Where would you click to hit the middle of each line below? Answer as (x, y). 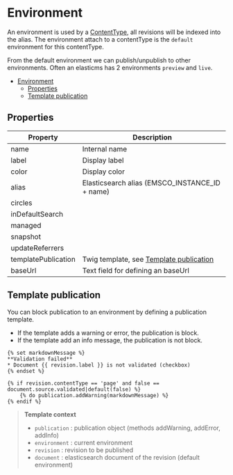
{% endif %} (24, 401)
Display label (103, 160)
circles (21, 203)
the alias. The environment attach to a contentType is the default (100, 39)
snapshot (26, 236)
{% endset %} (26, 371)
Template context (50, 414)
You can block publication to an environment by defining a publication (107, 312)
